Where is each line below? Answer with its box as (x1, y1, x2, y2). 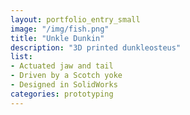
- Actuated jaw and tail (10, 61, 114, 71)
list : (10, 52, 33, 62)
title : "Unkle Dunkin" (10, 33, 105, 43)
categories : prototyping (10, 89, 114, 99)
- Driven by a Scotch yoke (10, 71, 123, 81)
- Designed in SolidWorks (10, 80, 118, 90)
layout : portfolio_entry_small (10, 14, 141, 25)
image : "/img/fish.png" (10, 24, 110, 34)
